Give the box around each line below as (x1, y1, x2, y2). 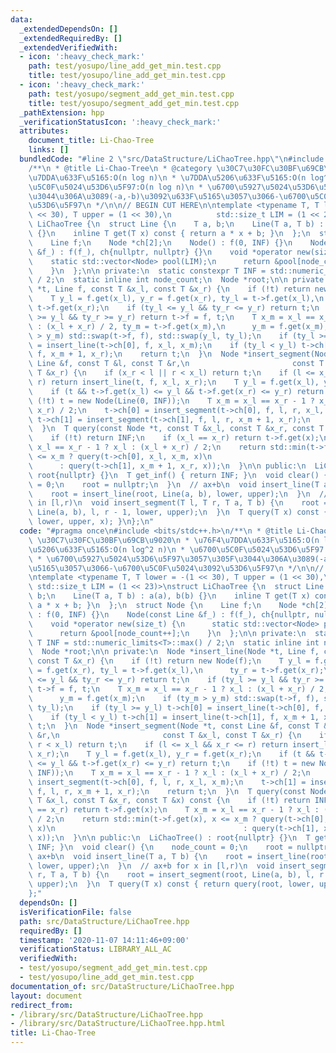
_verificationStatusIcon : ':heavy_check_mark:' (19, 117, 222, 127)
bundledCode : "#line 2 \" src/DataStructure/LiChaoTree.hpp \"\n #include (19, 154, 325, 164)
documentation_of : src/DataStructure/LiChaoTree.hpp (10, 981, 235, 991)
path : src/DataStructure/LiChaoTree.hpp (19, 916, 190, 926)
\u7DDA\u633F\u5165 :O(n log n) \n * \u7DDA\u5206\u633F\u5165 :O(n (28, 172, 307, 183)
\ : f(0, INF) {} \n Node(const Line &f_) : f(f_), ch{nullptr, (28, 609, 311, 620)
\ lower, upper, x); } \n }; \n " (28, 517, 155, 527)
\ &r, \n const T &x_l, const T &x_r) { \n (28, 731, 302, 741)
